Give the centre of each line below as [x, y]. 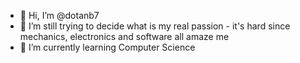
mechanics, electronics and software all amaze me [124, 36]
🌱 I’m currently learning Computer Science [107, 47]
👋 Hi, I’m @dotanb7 [59, 15]
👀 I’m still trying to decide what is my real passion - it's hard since [155, 26]
